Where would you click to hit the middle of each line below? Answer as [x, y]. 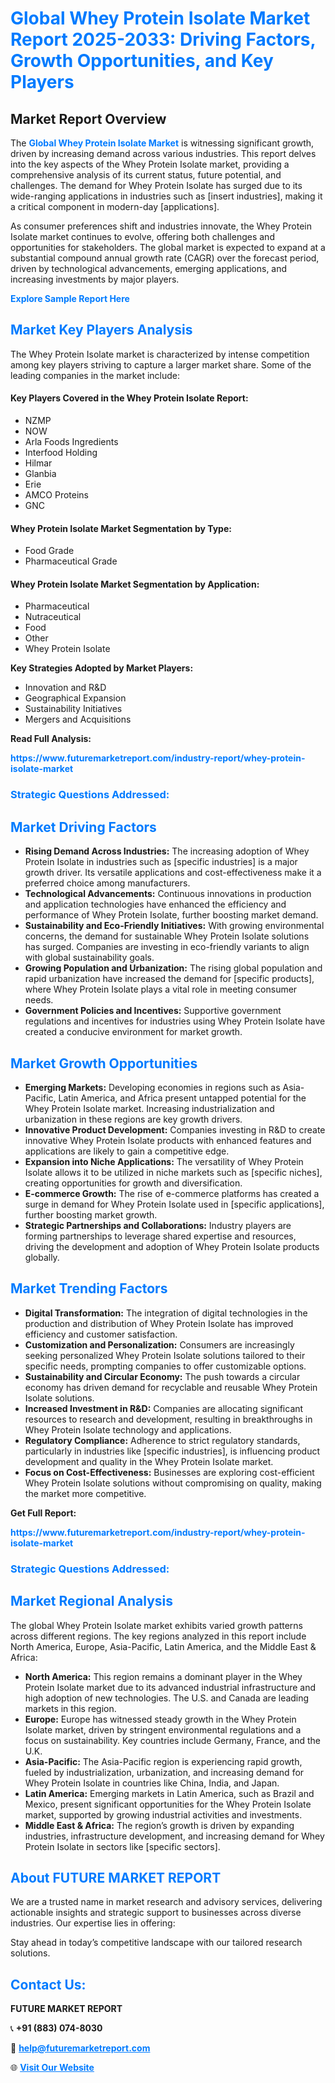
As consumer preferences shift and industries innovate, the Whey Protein [161, 226]
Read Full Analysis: [51, 739]
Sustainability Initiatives [73, 709]
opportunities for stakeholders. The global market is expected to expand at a [168, 247]
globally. [42, 1257]
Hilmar [38, 463]
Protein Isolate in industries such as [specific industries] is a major [161, 862]
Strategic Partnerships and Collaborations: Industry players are [158, 1225]
